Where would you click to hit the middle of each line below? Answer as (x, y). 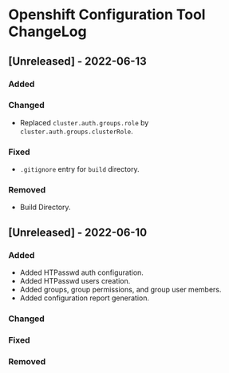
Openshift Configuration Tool (107, 15)
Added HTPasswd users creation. (75, 281)
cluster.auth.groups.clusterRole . (76, 131)
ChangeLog (47, 32)
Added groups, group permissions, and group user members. (120, 290)
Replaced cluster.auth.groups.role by (84, 122)
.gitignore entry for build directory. (79, 169)
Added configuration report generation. (85, 298)
